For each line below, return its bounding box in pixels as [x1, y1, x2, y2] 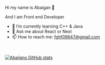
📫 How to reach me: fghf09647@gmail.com [12, 34, 100, 40]
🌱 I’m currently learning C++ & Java [12, 23, 83, 29]
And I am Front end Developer [5, 14, 65, 19]
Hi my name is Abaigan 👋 [5, 5, 55, 10]
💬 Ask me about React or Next [12, 29, 72, 34]
